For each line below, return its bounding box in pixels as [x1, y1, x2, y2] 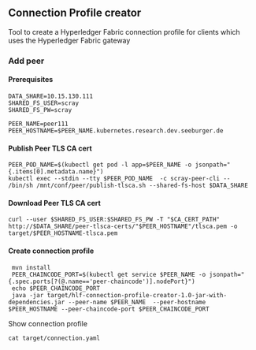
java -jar [11, 291, 44, 299]
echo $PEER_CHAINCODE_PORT [11, 284, 101, 292]
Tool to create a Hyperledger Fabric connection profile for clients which [8, 27, 240, 36]
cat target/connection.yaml [8, 334, 101, 342]
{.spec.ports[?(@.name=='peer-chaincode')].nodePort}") [8, 277, 195, 285]
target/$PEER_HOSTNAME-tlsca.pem [8, 229, 118, 237]
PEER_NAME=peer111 [8, 120, 69, 128]
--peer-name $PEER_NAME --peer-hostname [68, 298, 206, 306]
